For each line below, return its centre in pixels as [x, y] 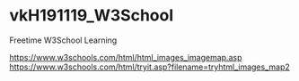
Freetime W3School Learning [63, 40]
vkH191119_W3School [92, 16]
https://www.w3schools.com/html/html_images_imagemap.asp [126, 57]
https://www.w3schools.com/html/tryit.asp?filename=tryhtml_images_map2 [149, 67]
